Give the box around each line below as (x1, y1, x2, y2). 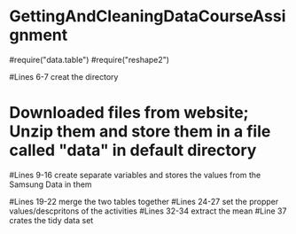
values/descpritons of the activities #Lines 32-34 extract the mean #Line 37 (9, 206, 287, 216)
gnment (9, 25, 68, 45)
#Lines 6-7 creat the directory (9, 71, 119, 82)
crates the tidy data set (9, 214, 94, 225)
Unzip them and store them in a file (9, 121, 271, 142)
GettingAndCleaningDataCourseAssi (9, 6, 286, 27)
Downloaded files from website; (9, 103, 250, 123)
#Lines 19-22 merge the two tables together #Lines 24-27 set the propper (9, 196, 279, 207)
